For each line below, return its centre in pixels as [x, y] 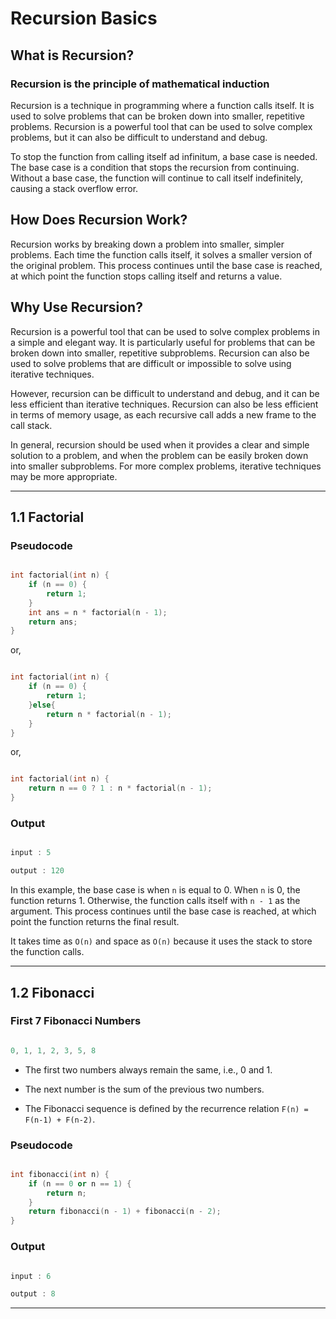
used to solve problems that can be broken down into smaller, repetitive [157, 116]
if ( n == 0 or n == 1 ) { [80, 1183]
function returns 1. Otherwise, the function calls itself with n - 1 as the [155, 901]
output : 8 [33, 1294]
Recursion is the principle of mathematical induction [140, 84]
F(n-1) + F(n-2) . [60, 1119]
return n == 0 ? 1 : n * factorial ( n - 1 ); [120, 788]
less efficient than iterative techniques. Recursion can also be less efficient [164, 404]
